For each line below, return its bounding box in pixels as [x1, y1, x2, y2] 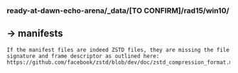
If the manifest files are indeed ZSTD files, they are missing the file [6, 46, 230, 53]
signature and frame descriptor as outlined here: [6, 52, 160, 60]
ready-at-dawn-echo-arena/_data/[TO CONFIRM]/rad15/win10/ [6, 6, 229, 16]
